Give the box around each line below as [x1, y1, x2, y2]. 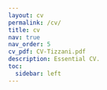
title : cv [8, 26, 41, 34]
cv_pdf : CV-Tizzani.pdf [8, 48, 87, 56]
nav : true [8, 33, 41, 41]
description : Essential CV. [8, 56, 101, 63]
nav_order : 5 [8, 41, 51, 49]
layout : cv [8, 11, 44, 20]
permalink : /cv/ [8, 19, 61, 27]
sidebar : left [15, 70, 61, 77]
